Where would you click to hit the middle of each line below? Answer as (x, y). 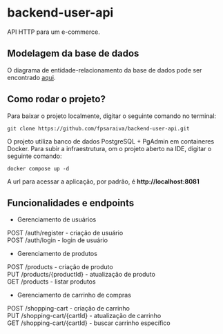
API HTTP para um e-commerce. (54, 32)
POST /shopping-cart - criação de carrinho (68, 308)
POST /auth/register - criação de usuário (65, 233)
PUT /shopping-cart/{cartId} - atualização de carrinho (84, 316)
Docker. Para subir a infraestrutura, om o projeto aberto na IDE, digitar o (109, 148)
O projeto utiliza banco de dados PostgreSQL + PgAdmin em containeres (111, 141)
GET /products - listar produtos (51, 282)
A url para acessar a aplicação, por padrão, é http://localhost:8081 (104, 181)
